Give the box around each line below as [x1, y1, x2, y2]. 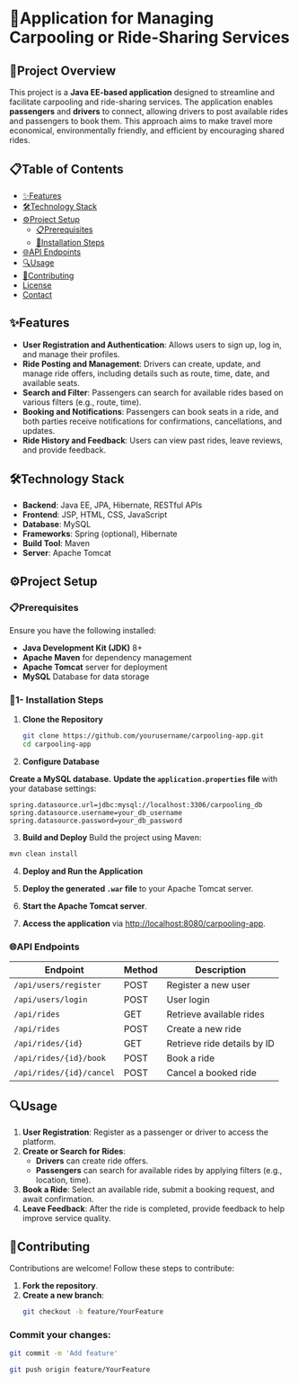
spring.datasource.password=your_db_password [9, 816, 182, 826]
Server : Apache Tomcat [22, 548, 112, 559]
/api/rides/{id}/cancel [13, 1068, 116, 1078]
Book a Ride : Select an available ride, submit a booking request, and [22, 1184, 276, 1195]
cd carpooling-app [22, 740, 92, 750]
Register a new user [166, 979, 250, 992]
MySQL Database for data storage [22, 671, 150, 682]
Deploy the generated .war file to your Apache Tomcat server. [22, 884, 254, 894]
